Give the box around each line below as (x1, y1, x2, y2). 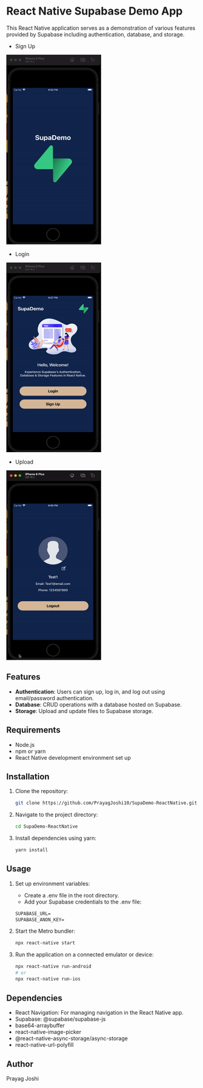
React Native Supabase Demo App (6, 4, 183, 18)
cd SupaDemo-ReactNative (15, 823, 78, 830)
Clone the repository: (15, 788, 68, 795)
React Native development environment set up (15, 754, 131, 761)
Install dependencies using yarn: (15, 834, 97, 842)
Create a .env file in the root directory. (24, 891, 119, 899)
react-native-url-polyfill (15, 1041, 74, 1049)
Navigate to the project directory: (15, 811, 98, 819)
